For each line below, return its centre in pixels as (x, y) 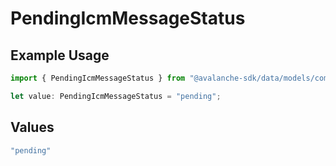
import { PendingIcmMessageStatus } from (98, 78)
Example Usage (60, 55)
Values (32, 127)
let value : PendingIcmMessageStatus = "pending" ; (116, 96)
